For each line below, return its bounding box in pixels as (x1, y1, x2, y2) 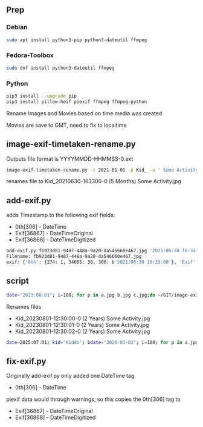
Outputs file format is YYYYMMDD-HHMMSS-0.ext (6, 155, 134, 163)
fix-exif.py (6, 356, 47, 366)
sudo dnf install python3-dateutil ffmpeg (6, 65, 115, 71)
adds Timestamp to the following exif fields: (6, 212, 115, 219)
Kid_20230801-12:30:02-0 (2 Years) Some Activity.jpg (14, 328, 150, 335)
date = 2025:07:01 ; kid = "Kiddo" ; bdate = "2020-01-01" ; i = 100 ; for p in (6, 339, 182, 345)
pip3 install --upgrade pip (6, 93, 77, 99)
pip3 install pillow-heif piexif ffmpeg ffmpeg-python (6, 98, 147, 105)
